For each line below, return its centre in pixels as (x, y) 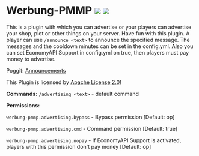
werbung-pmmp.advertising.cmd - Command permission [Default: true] (92, 128)
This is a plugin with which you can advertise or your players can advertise (99, 27)
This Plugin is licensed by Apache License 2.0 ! (64, 82)
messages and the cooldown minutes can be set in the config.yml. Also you (100, 46)
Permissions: (23, 105)
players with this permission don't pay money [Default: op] (79, 146)
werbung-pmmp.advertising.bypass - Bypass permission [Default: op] (90, 117)
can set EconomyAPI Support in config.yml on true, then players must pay (98, 52)
